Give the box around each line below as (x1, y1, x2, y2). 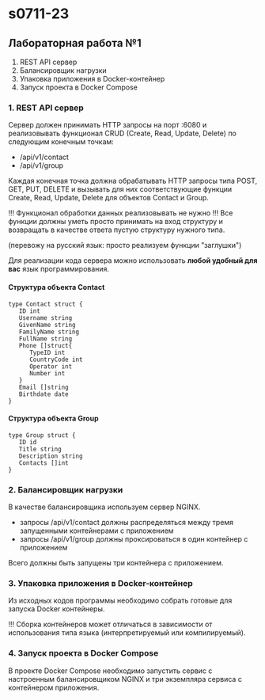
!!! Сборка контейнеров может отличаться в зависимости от (8, 619, 213, 630)
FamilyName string (18, 328, 80, 336)
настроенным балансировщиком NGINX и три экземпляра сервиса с (8, 674, 243, 683)
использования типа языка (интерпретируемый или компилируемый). (8, 628, 246, 637)
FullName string (18, 334, 73, 343)
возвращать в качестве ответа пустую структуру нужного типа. (8, 225, 225, 234)
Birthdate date (18, 390, 69, 398)
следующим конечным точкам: (8, 137, 115, 146)
